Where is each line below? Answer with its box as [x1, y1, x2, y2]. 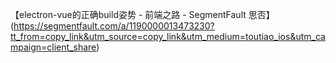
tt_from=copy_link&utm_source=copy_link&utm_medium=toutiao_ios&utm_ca [10, 31, 326, 42]
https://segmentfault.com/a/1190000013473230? [13, 20, 215, 32]
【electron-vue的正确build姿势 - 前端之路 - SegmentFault [10, 9, 247, 20]
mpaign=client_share [10, 41, 97, 53]
